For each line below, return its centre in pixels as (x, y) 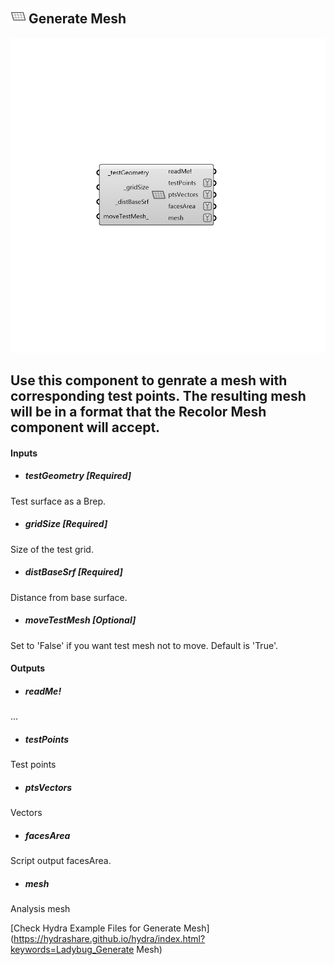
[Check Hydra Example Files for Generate (96, 928)
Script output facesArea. (61, 861)
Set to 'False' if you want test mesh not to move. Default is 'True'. (144, 645)
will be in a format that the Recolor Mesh (138, 412)
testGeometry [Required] (78, 476)
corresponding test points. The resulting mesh (158, 396)
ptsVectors (48, 787)
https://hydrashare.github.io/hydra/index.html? (109, 939)
